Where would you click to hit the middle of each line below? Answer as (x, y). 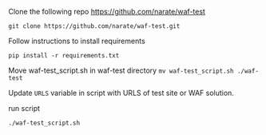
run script (24, 108)
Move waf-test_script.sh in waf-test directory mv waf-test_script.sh (121, 70)
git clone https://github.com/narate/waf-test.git (94, 26)
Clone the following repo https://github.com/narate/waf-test (107, 12)
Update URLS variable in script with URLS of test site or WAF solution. (121, 93)
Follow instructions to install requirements (77, 41)
